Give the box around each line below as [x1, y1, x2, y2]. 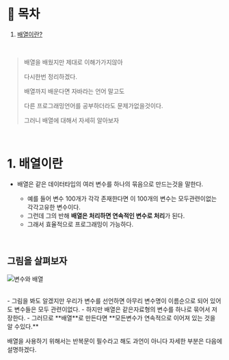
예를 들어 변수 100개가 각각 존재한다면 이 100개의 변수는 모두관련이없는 [27, 194, 217, 203]
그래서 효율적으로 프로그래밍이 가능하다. [27, 220, 134, 228]
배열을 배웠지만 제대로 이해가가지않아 [23, 57, 123, 66]
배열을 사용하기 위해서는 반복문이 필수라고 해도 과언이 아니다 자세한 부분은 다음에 [7, 337, 223, 345]
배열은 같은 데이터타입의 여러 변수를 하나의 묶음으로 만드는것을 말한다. [16, 179, 204, 188]
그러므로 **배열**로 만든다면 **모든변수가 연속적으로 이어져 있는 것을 [31, 313, 216, 322]
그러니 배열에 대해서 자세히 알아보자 [23, 116, 120, 124]
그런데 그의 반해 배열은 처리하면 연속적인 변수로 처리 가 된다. [27, 211, 185, 220]
